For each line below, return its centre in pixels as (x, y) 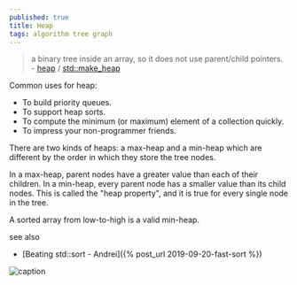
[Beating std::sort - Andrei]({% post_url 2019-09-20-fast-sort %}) (142, 254)
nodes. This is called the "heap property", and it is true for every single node (149, 193)
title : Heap (31, 26)
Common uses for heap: (53, 86)
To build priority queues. (67, 103)
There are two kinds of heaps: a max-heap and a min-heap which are (136, 148)
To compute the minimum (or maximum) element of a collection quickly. (153, 121)
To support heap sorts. (64, 112)
